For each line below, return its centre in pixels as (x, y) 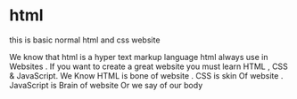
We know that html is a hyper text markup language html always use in (139, 57)
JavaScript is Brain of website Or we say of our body (106, 85)
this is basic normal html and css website (85, 40)
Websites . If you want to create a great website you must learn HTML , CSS (148, 66)
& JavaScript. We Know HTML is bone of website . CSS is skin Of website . (146, 75)
